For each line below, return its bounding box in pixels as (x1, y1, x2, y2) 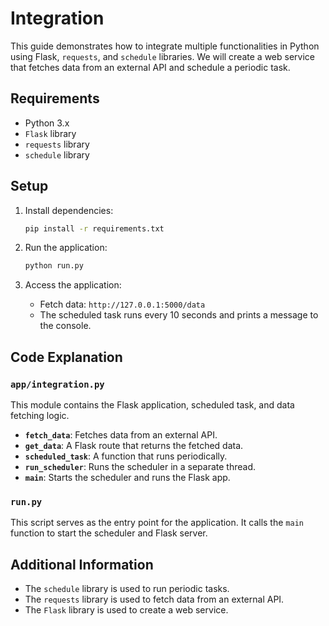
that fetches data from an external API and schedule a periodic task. (10, 61, 291, 73)
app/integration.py (10, 378, 105, 390)
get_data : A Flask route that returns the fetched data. (24, 440, 244, 451)
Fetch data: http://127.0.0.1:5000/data (39, 298, 206, 311)
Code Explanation (10, 348, 123, 366)
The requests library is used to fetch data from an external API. (24, 593, 285, 606)
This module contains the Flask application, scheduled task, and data (10, 399, 295, 411)
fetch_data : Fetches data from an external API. (24, 429, 218, 441)
